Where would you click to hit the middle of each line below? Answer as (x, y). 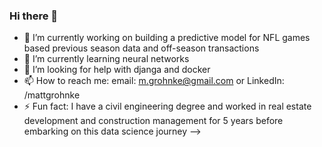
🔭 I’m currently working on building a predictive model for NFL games (167, 38)
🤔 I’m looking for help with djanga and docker (117, 70)
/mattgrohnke (52, 95)
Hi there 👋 (34, 16)
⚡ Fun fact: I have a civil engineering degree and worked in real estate (167, 106)
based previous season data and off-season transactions (141, 48)
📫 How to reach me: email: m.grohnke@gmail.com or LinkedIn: (154, 81)
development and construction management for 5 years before (153, 121)
